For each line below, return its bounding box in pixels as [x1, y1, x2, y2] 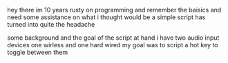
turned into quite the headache [7, 21, 95, 28]
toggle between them [7, 48, 68, 56]
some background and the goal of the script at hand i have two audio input [7, 34, 220, 42]
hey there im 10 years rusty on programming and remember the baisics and [7, 6, 222, 14]
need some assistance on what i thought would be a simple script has [7, 13, 206, 21]
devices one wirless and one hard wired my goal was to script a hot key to [7, 41, 218, 49]
